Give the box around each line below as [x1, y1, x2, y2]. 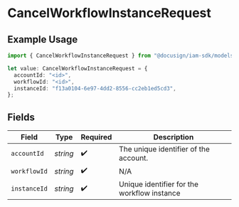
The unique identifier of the [118, 144, 210, 154]
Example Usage [7, 33, 78, 46]
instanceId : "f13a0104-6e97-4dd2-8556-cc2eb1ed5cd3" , [14, 85, 176, 92]
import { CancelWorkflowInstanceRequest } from [7, 52, 152, 59]
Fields [7, 111, 36, 123]
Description [153, 132, 194, 142]
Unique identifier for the [118, 179, 199, 189]
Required [80, 132, 112, 142]
